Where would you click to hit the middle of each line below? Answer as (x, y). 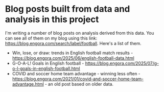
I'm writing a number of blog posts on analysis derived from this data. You (80, 33)
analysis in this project (52, 19)
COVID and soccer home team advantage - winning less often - (76, 73)
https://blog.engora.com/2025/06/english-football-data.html (73, 58)
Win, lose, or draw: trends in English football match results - (72, 53)
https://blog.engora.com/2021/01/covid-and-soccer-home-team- (78, 79)
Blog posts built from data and (68, 9)
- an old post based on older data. (79, 84)
